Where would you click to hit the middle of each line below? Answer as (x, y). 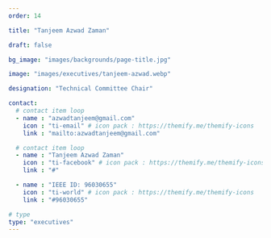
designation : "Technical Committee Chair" (81, 89)
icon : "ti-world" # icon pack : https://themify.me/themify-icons (138, 192)
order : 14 (25, 16)
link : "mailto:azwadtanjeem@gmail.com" (92, 133)
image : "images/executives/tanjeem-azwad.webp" (90, 74)
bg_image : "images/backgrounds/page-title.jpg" (90, 60)
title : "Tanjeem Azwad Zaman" (59, 30)
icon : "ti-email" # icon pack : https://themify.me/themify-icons (138, 126)
